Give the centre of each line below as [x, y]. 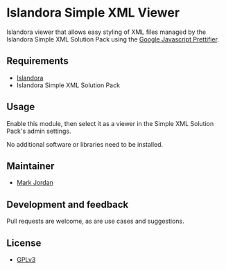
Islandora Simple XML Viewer [93, 13]
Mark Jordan [35, 183]
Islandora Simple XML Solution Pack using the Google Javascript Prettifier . [113, 39]
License [24, 243]
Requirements [37, 61]
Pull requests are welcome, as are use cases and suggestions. [95, 221]
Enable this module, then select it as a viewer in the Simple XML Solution [110, 123]
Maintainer [31, 166]
